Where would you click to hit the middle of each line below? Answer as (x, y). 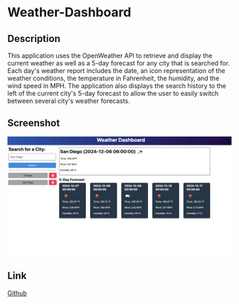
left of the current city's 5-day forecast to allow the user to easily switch (113, 93)
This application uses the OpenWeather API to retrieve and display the (110, 55)
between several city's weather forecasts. (69, 101)
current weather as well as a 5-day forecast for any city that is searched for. (118, 63)
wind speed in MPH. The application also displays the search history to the (117, 86)
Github (17, 293)
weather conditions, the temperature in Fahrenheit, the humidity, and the (113, 78)
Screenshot (34, 123)
